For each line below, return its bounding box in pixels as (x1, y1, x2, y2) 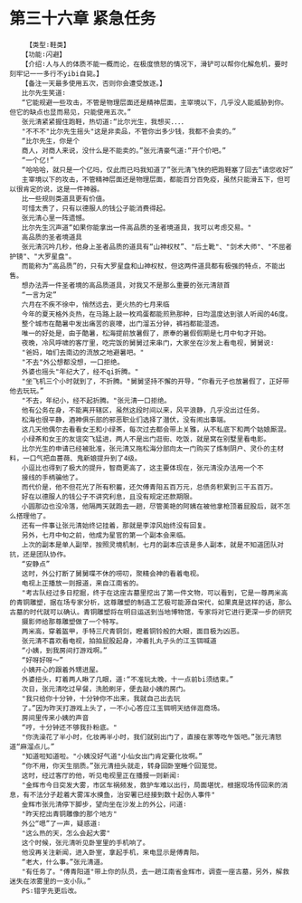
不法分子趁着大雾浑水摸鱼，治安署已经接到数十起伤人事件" (29, 790, 215, 799)
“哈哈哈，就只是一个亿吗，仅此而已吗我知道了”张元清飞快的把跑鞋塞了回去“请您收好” (21, 165, 294, 175)
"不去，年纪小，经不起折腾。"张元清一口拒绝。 (21, 395, 172, 405)
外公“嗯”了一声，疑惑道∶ (21, 819, 101, 828)
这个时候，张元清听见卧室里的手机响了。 (21, 838, 150, 847)
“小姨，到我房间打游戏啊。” (21, 646, 108, 655)
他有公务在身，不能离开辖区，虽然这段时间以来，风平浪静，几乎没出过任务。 (21, 405, 264, 414)
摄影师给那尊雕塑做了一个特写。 (21, 617, 123, 626)
